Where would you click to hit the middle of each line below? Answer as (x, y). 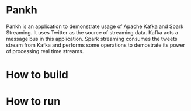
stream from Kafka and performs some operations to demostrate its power (95, 45)
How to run (33, 101)
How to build (37, 75)
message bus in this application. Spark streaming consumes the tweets (92, 39)
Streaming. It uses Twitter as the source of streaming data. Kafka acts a (92, 32)
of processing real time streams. (45, 51)
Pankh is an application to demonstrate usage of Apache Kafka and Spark (95, 26)
